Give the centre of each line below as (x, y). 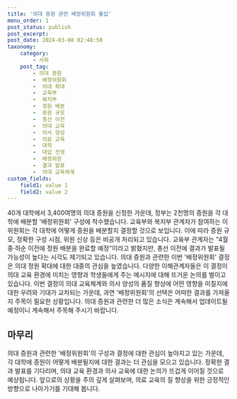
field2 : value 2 (44, 192)
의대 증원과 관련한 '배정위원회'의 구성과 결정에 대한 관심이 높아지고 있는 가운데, (116, 353)
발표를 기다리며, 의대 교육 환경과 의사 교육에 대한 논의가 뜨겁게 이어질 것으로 (119, 371)
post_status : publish (39, 27)
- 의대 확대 (49, 86)
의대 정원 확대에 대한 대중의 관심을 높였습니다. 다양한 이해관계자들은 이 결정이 (121, 266)
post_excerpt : (28, 34)
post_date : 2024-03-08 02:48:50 (55, 40)
